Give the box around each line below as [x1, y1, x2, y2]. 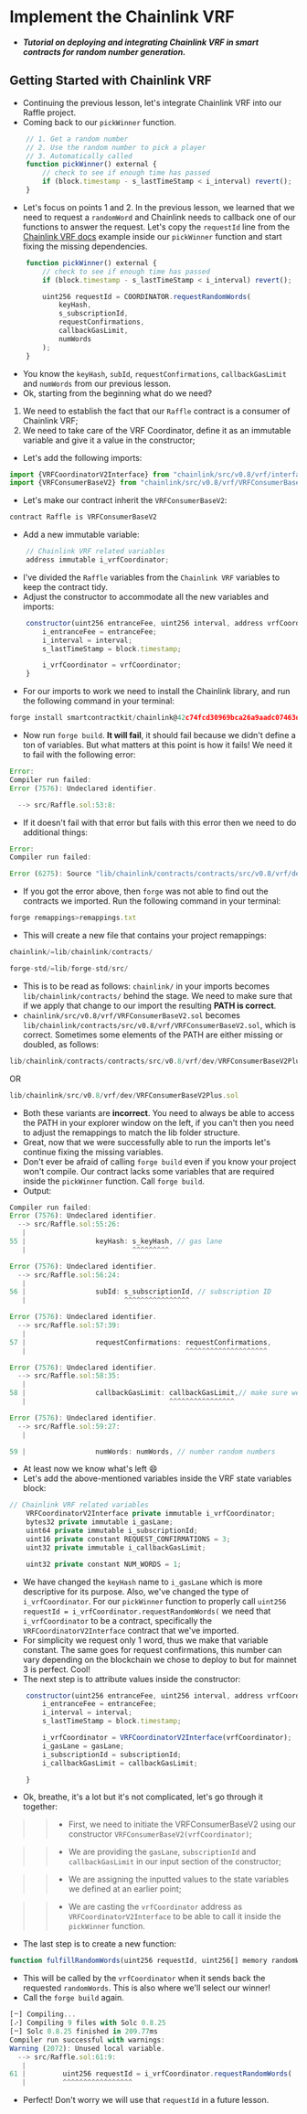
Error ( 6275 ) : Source [9, 869, 92, 879]
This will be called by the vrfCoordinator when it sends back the [22, 1973, 266, 1984]
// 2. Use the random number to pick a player [26, 143, 206, 152]
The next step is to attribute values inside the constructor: [22, 1673, 241, 1684]
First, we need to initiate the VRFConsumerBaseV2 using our [68, 1819, 297, 1830]
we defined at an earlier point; [68, 1883, 182, 1894]
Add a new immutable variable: [22, 529, 140, 541]
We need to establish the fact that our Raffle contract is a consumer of [22, 405, 291, 416]
